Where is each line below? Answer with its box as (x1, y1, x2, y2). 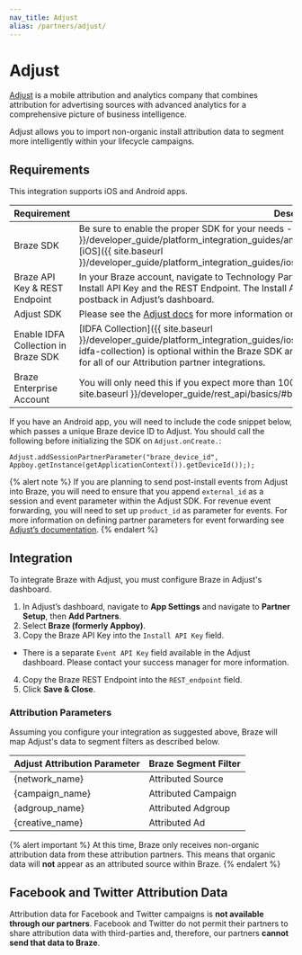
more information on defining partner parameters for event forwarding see (9, 514, 285, 526)
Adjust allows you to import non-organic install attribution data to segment (9, 127, 285, 138)
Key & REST (13, 282, 64, 295)
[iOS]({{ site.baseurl (78, 245, 164, 257)
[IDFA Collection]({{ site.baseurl (78, 323, 213, 335)
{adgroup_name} (13, 802, 85, 815)
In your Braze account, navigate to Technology (78, 271, 276, 283)
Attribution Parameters (9, 706, 112, 718)
